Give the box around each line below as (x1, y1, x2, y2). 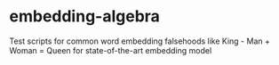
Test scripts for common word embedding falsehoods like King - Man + (9, 36, 271, 46)
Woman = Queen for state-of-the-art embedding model (9, 45, 212, 55)
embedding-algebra (9, 6, 160, 27)
